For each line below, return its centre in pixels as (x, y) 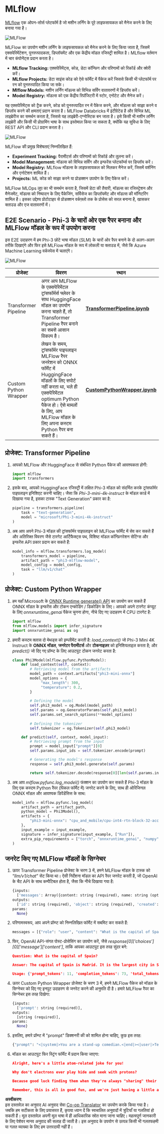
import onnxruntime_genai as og (45, 630)
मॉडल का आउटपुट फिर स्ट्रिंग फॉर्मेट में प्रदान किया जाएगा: (56, 1054)
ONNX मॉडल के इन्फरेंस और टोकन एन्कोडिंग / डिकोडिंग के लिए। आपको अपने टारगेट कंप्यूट (84, 606)
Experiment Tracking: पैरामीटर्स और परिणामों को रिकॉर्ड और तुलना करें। (73, 156)
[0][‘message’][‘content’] (38, 947)
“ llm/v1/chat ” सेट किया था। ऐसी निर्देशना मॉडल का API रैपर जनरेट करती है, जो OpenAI (85, 876)
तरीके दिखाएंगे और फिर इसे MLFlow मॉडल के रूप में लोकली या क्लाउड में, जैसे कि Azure (76, 245)
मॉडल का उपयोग (56, 305)
